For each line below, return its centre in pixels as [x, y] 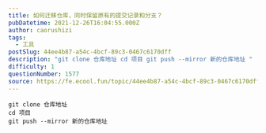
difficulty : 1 [32, 67]
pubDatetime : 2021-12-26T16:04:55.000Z [74, 23]
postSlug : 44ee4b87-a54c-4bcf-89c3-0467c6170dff [90, 52]
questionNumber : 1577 [44, 74]
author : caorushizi [40, 30]
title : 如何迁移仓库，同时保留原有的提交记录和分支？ [85, 15]
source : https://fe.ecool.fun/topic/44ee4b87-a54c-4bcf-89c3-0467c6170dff [134, 81]
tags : [17, 37]
